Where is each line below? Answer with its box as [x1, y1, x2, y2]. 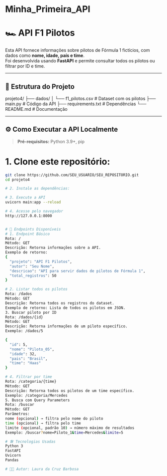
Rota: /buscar [5, 402, 35, 407]
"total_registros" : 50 [9, 273, 57, 278]
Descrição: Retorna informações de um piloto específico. [5, 324, 128, 329]
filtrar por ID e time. [5, 63, 45, 69]
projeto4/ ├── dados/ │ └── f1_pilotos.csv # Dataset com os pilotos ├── [5, 95, 156, 101]
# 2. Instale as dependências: [5, 186, 70, 191]
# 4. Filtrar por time [5, 374, 52, 380]
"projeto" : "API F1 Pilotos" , [9, 259, 72, 264]
